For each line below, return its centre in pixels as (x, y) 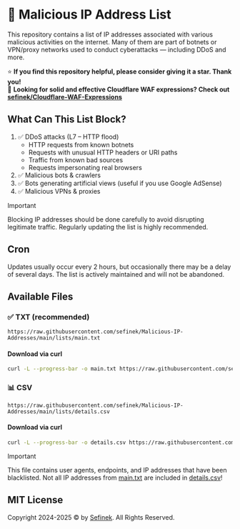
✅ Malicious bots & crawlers (59, 175)
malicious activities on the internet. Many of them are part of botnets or (112, 41)
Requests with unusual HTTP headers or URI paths (103, 152)
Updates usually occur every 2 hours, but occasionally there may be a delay (119, 267)
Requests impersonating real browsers (85, 167)
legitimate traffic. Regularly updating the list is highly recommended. (108, 227)
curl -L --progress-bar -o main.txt (62, 369)
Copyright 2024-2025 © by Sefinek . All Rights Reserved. (91, 517)
